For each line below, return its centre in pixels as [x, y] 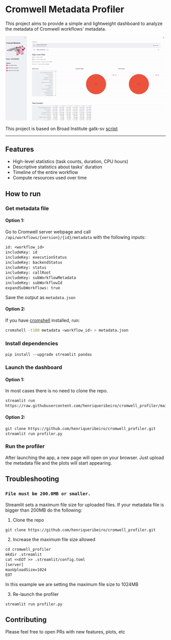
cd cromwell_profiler [28, 549]
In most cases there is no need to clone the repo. [57, 391]
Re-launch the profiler [36, 594]
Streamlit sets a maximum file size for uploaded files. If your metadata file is [85, 504]
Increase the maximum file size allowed [54, 539]
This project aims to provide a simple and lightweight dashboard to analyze [84, 23]
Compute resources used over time [50, 178]
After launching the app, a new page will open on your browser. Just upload [85, 458]
